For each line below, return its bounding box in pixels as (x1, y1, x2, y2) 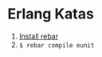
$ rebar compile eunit (18, 41, 95, 49)
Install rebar (18, 31, 59, 41)
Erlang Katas (7, 5, 95, 23)
